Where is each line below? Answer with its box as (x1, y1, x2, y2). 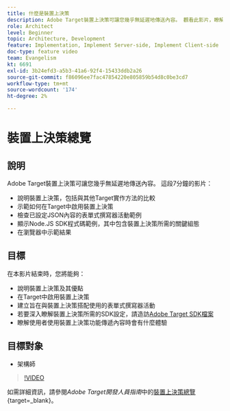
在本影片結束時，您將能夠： (7, 269, 86, 277)
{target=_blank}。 (7, 396, 57, 404)
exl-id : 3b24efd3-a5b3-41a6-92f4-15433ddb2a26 (7, 67, 142, 74)
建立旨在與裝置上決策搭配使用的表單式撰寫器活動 (16, 301, 155, 309)
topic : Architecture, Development (7, 36, 106, 42)
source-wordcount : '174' (7, 86, 78, 93)
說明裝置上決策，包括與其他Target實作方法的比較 (16, 194, 156, 202)
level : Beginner (7, 29, 53, 36)
